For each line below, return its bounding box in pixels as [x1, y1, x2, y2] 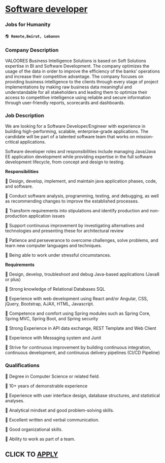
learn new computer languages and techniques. [5, 243, 102, 249]
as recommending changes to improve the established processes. [5, 198, 139, 204]
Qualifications [5, 362, 40, 369]
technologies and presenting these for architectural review [5, 228, 124, 234]
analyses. [5, 397, 25, 403]
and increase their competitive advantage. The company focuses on [5, 74, 144, 79]
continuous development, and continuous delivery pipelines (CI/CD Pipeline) [5, 349, 160, 356]
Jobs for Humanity [5, 21, 51, 28]
